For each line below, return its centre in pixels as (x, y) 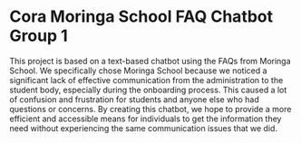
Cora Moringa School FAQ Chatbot (141, 17)
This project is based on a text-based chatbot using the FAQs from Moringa (150, 61)
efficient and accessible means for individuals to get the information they (146, 119)
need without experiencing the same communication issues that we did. (144, 128)
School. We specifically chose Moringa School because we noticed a (138, 71)
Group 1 (39, 36)
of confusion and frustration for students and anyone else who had (135, 99)
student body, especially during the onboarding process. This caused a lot (148, 90)
